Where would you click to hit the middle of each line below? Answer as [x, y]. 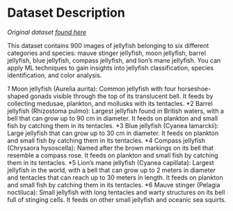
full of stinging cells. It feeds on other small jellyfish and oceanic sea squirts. [117, 199]
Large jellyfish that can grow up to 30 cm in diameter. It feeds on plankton [113, 133]
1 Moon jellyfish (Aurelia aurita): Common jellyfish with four [92, 88]
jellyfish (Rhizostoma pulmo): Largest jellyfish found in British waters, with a [116, 111]
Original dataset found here [47, 32]
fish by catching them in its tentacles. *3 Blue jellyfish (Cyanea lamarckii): [113, 125]
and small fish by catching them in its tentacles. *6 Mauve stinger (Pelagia [114, 185]
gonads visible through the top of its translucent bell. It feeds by [122, 96]
